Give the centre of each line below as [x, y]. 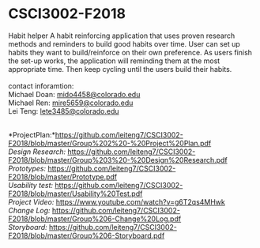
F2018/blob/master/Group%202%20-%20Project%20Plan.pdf [110, 143]
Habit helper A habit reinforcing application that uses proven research [122, 36]
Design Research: [37, 152]
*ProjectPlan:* [32, 134]
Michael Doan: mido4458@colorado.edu [74, 94]
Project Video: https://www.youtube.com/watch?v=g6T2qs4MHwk [117, 201]
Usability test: [31, 185]
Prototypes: [27, 168]
